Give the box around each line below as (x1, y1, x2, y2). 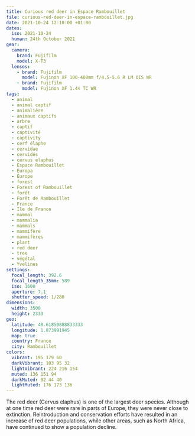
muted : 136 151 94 (11, 371, 57, 377)
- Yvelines (11, 261, 38, 268)
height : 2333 (11, 311, 44, 317)
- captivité (11, 129, 41, 136)
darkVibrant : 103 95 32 (11, 360, 70, 366)
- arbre (11, 119, 31, 125)
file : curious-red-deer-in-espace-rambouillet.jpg (6, 14, 134, 20)
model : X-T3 (17, 58, 46, 64)
